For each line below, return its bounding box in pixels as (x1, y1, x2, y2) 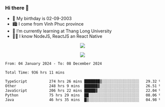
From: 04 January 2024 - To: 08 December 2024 (5, 61, 102, 66)
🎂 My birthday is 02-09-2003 (12, 16, 72, 22)
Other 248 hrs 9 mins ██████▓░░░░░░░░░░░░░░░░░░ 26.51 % (5, 83, 162, 88)
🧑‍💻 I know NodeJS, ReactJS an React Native (12, 33, 103, 39)
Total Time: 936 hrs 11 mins (5, 70, 65, 75)
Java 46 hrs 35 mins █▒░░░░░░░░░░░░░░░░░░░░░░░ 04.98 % (5, 97, 162, 102)
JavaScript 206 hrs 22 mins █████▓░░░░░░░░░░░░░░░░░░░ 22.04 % (5, 88, 162, 93)
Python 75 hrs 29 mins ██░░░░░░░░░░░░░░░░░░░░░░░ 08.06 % (5, 93, 162, 98)
